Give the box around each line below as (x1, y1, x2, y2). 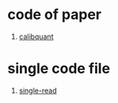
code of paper (7, 6, 102, 24)
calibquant (18, 32, 54, 41)
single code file (7, 59, 111, 78)
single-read (18, 86, 57, 95)
